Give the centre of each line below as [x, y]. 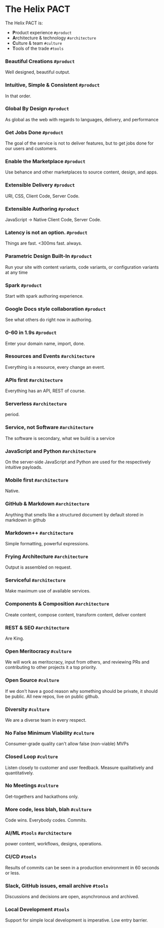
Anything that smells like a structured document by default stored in [74, 514]
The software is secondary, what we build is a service [60, 438]
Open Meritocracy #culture [38, 651]
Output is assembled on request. [38, 567]
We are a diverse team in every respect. [46, 720]
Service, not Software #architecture [49, 427]
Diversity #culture [27, 709]
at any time [17, 272]
